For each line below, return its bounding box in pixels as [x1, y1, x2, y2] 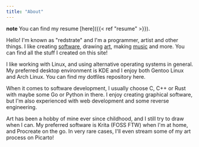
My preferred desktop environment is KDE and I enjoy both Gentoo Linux [6, 66, 184, 74]
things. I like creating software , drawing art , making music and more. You [6, 43, 185, 50]
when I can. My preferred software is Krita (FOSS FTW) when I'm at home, [6, 121, 188, 128]
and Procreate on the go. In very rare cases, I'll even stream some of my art [6, 127, 191, 135]
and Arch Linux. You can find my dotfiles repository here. [6, 73, 146, 80]
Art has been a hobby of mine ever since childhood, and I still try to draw [6, 115, 184, 122]
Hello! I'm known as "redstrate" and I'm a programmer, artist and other [6, 36, 179, 43]
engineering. [6, 103, 37, 110]
